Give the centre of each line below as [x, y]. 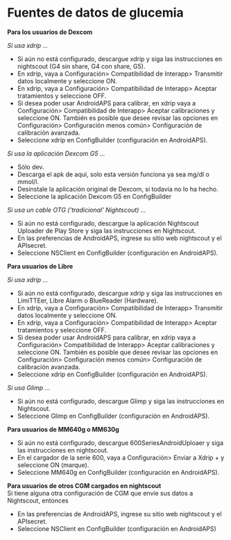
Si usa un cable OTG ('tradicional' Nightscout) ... [77, 210]
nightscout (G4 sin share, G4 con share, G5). [81, 66]
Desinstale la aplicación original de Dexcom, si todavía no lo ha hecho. [118, 189]
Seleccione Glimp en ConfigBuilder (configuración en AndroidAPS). [113, 416]
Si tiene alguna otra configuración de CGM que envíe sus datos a [100, 493]
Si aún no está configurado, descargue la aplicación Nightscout [108, 223]
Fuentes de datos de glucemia [95, 13]
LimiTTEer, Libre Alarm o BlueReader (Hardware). [88, 301]
